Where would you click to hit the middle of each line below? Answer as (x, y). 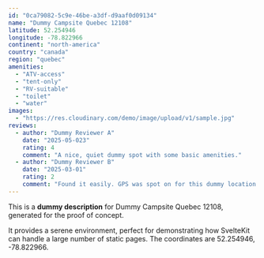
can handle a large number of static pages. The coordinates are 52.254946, (132, 238)
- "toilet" (33, 96)
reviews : (23, 125)
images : (21, 111)
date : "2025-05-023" (56, 140)
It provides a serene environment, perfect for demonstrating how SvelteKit (129, 230)
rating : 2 (39, 177)
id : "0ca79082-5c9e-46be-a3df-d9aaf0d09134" (83, 15)
